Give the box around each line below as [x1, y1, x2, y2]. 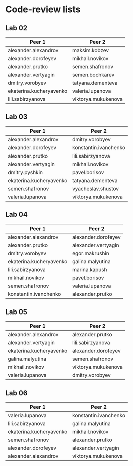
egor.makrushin [72, 250, 109, 257]
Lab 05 [5, 307, 28, 317]
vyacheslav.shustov [72, 185, 119, 192]
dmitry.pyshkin [8, 169, 43, 176]
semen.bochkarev [72, 71, 115, 78]
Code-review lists [5, 4, 81, 15]
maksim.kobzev [72, 47, 109, 54]
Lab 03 [5, 113, 28, 121]
